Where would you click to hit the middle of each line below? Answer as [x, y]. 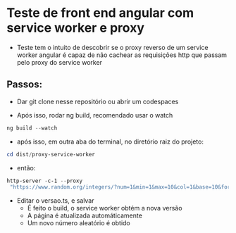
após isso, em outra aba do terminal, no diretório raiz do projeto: [110, 141]
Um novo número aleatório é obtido [79, 223]
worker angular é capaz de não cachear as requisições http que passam [122, 55]
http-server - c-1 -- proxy [44, 181]
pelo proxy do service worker [60, 62]
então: [26, 168]
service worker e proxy [76, 28]
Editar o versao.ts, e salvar [55, 201]
